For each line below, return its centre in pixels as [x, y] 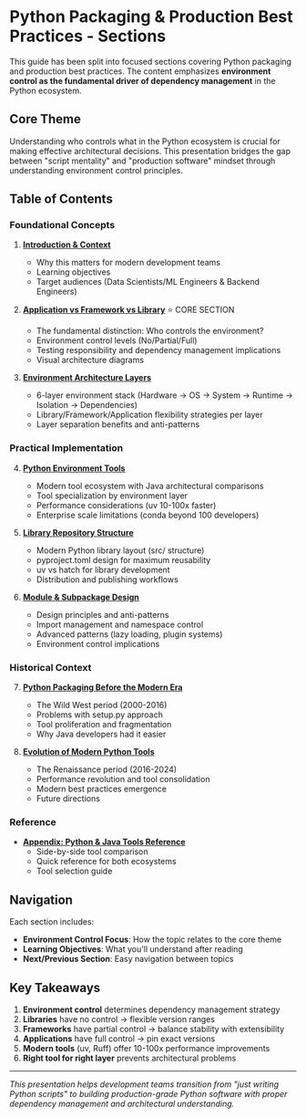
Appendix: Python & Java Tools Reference [104, 842]
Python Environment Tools [74, 468]
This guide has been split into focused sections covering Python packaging [151, 61]
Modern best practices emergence [101, 789]
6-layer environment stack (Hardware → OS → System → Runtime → [164, 395]
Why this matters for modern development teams [128, 263]
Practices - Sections [88, 36]
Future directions [68, 799]
